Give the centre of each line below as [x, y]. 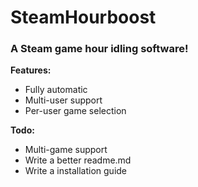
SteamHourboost [83, 17]
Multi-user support [63, 100]
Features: [31, 70]
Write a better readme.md [78, 160]
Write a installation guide [76, 171]
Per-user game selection [75, 111]
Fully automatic [56, 90]
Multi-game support [66, 150]
